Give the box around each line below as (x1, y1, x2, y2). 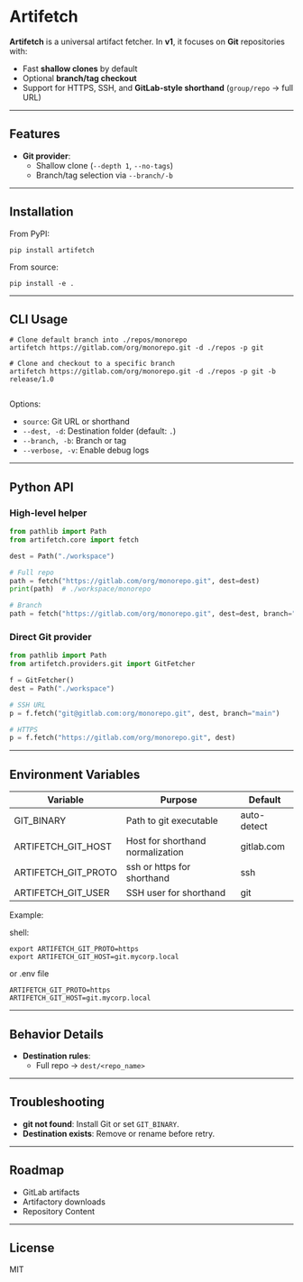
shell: (9, 927, 30, 939)
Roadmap (9, 1163, 65, 1178)
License (9, 1241, 55, 1255)
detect (240, 820, 268, 833)
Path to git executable (125, 814, 218, 827)
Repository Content (22, 1205, 95, 1216)
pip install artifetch (9, 245, 95, 254)
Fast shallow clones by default (22, 63, 138, 74)
